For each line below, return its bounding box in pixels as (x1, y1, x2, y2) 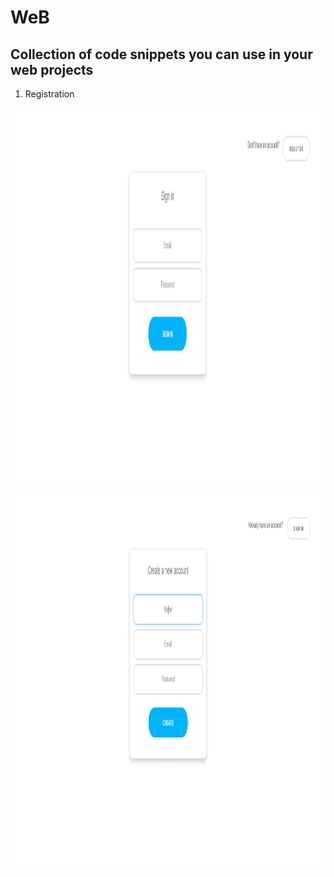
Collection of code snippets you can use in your (10, 46, 313, 63)
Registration (24, 88, 75, 100)
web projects (10, 61, 94, 78)
